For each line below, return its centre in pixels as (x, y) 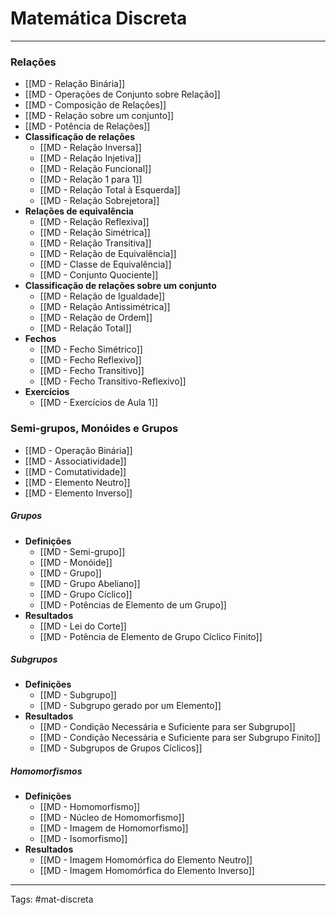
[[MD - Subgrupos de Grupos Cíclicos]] (121, 748)
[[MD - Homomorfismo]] (90, 807)
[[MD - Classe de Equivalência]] (105, 264)
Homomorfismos (46, 771)
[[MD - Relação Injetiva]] (90, 158)
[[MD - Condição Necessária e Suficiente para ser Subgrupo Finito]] (180, 738)
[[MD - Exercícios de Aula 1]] (99, 403)
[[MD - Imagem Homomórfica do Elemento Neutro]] (146, 860)
